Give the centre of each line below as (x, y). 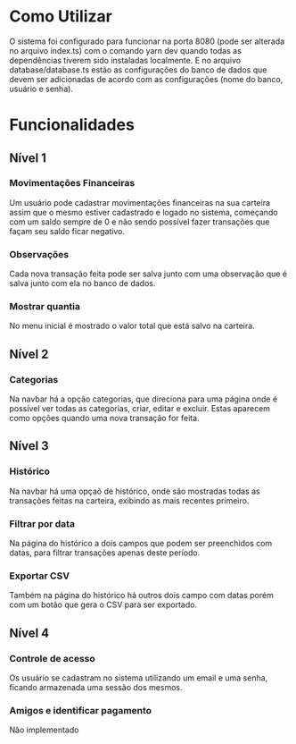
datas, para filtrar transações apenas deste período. (105, 553)
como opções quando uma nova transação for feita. (104, 418)
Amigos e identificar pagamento (81, 710)
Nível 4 (29, 633)
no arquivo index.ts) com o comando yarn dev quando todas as (126, 50)
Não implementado (44, 730)
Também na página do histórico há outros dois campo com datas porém (141, 596)
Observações (39, 254)
